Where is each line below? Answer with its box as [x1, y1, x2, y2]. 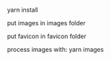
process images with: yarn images [7, 46, 104, 53]
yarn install [7, 6, 38, 14]
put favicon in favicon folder [7, 32, 87, 40]
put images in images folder [7, 19, 86, 27]
